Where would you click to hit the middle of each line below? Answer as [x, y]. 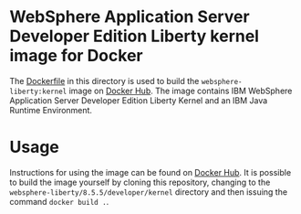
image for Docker [76, 56]
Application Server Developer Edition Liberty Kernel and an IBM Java [139, 100]
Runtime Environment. [51, 110]
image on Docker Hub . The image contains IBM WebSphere [181, 91]
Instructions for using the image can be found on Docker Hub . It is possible [150, 172]
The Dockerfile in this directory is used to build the [104, 80]
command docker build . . [59, 201]
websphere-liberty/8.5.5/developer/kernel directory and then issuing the [149, 192]
